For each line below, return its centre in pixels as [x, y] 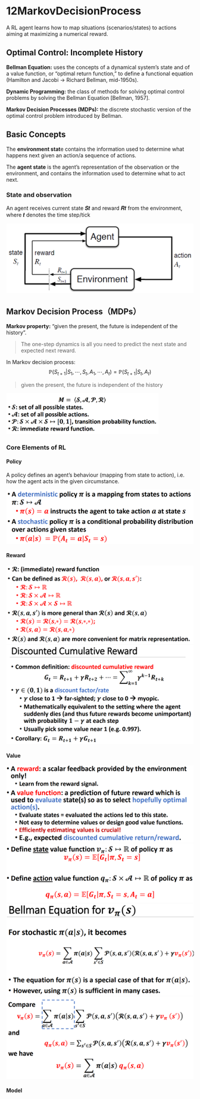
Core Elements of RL [36, 447]
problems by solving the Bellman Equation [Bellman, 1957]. [78, 97]
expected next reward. [48, 350]
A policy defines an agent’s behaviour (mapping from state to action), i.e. [95, 475]
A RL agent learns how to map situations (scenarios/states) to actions [91, 28]
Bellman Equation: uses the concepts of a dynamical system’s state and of [98, 67]
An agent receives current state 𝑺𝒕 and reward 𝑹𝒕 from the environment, [94, 208]
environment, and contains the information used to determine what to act [96, 173]
